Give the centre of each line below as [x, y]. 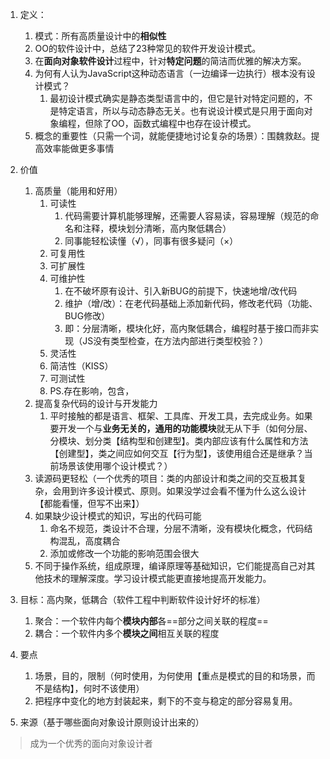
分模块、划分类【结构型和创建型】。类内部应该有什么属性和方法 [179, 441]
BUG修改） [87, 316]
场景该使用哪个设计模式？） [115, 466]
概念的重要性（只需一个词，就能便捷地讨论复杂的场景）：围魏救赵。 [173, 136]
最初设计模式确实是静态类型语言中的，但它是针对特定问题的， [177, 98]
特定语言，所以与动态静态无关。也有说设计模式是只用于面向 [181, 111]
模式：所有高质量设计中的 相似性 [100, 36]
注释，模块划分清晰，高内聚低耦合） [157, 228]
